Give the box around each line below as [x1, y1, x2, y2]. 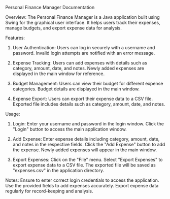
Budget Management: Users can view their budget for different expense [12, 81, 163, 86]
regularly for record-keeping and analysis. [5, 188, 93, 194]
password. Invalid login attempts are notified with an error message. [12, 50, 155, 56]
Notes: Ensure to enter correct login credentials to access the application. [5, 177, 159, 183]
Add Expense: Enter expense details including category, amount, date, [12, 136, 160, 142]
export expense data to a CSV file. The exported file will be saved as [12, 162, 156, 168]
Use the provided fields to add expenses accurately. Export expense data [5, 183, 159, 188]
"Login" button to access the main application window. [12, 126, 127, 132]
